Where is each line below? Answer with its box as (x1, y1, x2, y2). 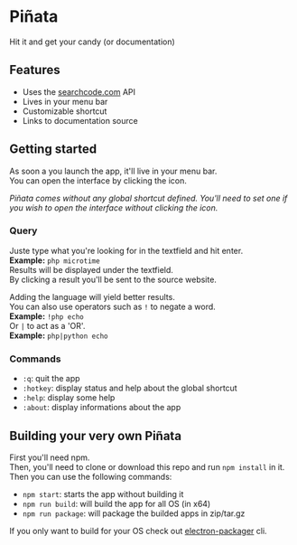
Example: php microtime (9, 255, 101, 266)
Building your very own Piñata (9, 428, 182, 444)
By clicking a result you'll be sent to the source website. (9, 274, 217, 285)
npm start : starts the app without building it (22, 488, 184, 499)
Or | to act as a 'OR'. (9, 320, 86, 331)
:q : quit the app (22, 373, 80, 384)
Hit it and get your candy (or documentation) (9, 36, 176, 47)
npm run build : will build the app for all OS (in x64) (22, 498, 211, 509)
